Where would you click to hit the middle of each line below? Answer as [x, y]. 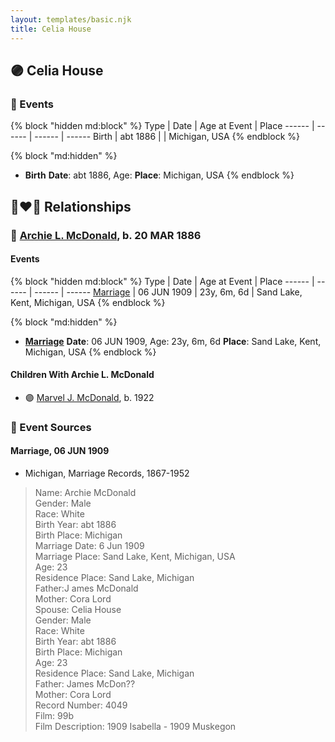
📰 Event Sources [51, 427]
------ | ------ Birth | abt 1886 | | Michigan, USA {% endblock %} [167, 137]
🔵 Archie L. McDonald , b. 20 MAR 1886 [106, 235]
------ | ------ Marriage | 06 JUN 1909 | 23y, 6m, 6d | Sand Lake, [168, 292]
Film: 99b [54, 716]
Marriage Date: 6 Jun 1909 [89, 546]
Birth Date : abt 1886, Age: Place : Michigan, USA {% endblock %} [159, 175]
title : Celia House [51, 29]
